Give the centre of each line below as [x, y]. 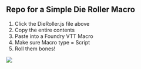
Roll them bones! [35, 49]
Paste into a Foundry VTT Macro [54, 36]
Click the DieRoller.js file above [52, 23]
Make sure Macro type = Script [52, 42]
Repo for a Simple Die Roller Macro [70, 10]
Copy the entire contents [45, 30]
